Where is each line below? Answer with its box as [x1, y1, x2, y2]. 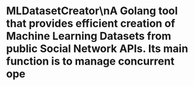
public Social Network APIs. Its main [6, 42, 189, 56]
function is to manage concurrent [6, 55, 175, 68]
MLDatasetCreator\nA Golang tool [6, 4, 178, 18]
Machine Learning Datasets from [6, 30, 171, 43]
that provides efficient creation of [6, 17, 176, 30]
